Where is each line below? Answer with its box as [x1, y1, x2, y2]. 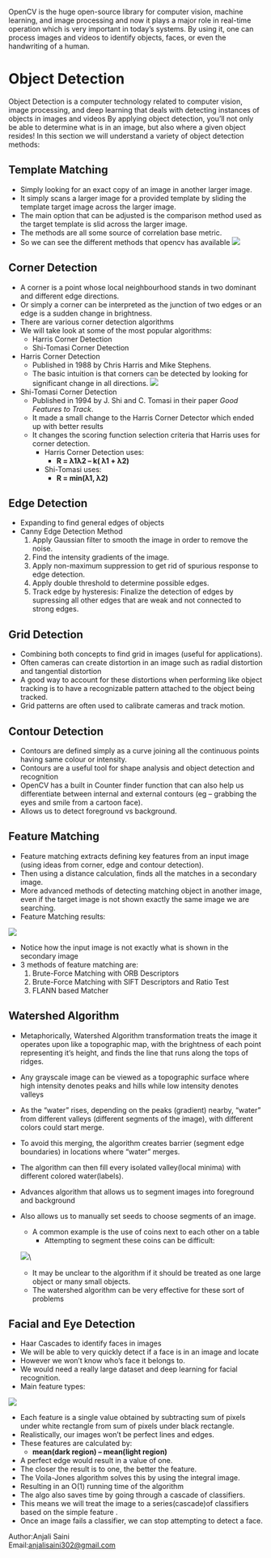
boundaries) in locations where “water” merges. [19, 1147, 180, 1157]
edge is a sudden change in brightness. [19, 308, 152, 318]
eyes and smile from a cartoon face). [19, 798, 143, 807]
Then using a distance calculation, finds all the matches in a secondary [19, 868, 257, 878]
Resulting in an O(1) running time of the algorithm [19, 1482, 184, 1491]
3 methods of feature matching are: [19, 959, 139, 969]
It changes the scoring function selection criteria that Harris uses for [32, 430, 260, 440]
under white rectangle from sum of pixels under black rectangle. [19, 1421, 235, 1431]
